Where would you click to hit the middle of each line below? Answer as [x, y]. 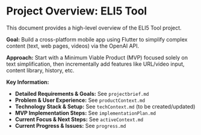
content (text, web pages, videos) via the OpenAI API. [73, 46]
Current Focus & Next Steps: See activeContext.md [79, 119]
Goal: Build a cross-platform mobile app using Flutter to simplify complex [97, 39]
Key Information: [28, 82]
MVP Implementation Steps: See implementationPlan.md [85, 113]
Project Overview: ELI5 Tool [77, 11]
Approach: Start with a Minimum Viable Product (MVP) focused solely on [97, 57]
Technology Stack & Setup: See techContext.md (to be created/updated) [105, 106]
